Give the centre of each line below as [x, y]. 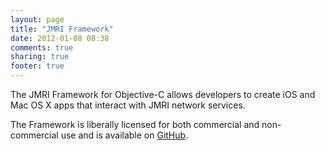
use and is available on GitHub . [124, 135]
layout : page [37, 19]
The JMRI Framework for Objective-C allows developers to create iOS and [163, 94]
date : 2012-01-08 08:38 [60, 38]
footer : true [37, 66]
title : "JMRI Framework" [62, 29]
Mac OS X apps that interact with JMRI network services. [128, 105]
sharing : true [40, 57]
